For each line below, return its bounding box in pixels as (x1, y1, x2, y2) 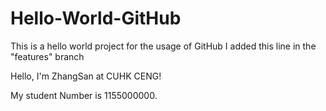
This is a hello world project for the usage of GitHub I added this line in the (10, 40, 317, 52)
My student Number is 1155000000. (10, 89, 158, 101)
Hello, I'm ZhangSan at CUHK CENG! (10, 70, 162, 82)
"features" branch (10, 50, 85, 62)
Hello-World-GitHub (10, 7, 182, 30)
